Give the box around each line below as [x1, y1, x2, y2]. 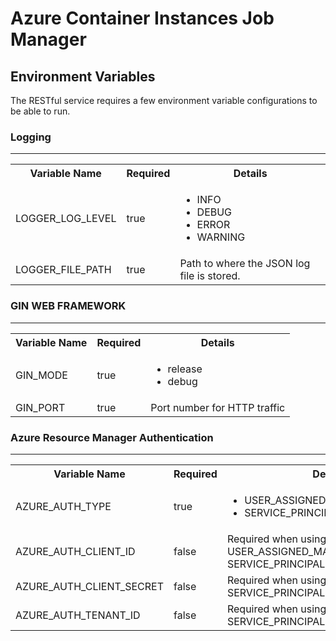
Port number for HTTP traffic [150, 400, 286, 414]
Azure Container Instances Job [10, 7, 275, 30]
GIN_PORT [15, 400, 66, 414]
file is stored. [179, 269, 241, 283]
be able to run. [10, 105, 71, 117]
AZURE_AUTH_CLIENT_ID [15, 544, 136, 558]
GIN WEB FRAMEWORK [10, 299, 127, 313]
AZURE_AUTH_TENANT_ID [15, 608, 141, 622]
